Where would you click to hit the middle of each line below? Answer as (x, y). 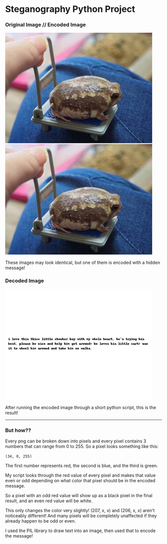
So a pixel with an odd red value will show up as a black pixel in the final (79, 496)
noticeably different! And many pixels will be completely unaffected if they (81, 516)
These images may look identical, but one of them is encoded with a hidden (83, 263)
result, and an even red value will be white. (49, 501)
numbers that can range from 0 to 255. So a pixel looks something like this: (82, 446)
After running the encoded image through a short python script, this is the (81, 407)
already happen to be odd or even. (41, 521)
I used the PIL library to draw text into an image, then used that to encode (80, 531)
